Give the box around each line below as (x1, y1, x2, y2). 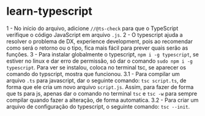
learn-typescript (6, 4, 93, 18)
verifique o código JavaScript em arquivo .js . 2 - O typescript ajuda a (6, 31, 183, 38)
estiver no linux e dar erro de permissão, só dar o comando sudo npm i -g (6, 57, 193, 64)
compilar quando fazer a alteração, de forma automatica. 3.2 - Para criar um (6, 96, 199, 104)
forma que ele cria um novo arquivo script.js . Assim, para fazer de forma (6, 83, 194, 90)
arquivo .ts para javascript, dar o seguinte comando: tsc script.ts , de (6, 77, 187, 84)
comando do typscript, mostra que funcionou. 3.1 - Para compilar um (6, 70, 180, 77)
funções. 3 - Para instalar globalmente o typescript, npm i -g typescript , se (6, 50, 199, 58)
